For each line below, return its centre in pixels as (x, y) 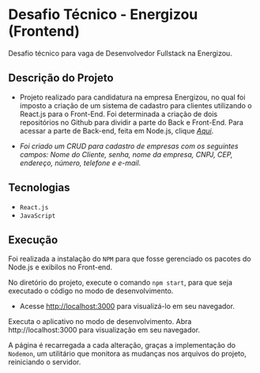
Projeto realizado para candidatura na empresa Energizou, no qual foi (132, 97)
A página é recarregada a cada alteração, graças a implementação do (122, 345)
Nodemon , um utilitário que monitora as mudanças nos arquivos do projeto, (127, 354)
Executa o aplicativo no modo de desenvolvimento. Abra (100, 322)
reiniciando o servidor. (45, 362)
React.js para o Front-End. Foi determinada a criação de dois (119, 114)
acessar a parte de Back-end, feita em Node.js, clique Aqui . (117, 130)
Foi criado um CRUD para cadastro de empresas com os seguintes (129, 146)
